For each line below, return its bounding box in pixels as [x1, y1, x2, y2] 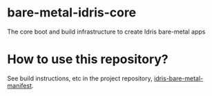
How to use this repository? [7, 51, 169, 67]
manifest [7, 81, 32, 90]
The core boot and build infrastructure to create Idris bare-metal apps [7, 27, 206, 36]
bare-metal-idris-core [7, 5, 137, 21]
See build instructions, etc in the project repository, [7, 74, 153, 82]
